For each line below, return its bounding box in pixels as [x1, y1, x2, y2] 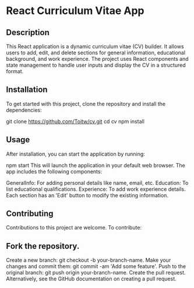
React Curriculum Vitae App [6, 4, 144, 18]
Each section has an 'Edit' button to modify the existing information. [6, 191, 169, 198]
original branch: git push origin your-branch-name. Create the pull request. [6, 269, 186, 276]
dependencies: [6, 107, 42, 114]
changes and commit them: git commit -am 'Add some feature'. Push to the [6, 263, 186, 270]
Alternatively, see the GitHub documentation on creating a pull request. [6, 275, 177, 282]
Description [6, 28, 50, 37]
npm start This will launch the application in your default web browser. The [6, 162, 185, 169]
